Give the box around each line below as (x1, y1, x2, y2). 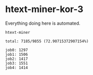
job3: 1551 (5, 60, 28, 66)
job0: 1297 (5, 47, 28, 52)
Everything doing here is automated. (5, 20, 80, 26)
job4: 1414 (5, 65, 28, 70)
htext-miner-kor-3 (5, 4, 83, 15)
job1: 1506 (5, 52, 28, 57)
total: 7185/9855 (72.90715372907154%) (5, 39, 89, 44)
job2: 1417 (5, 56, 28, 61)
